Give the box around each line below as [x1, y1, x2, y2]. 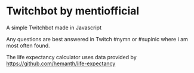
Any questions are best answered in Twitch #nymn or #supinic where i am [6, 35, 188, 42]
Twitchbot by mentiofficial [6, 4, 140, 18]
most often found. [6, 42, 50, 49]
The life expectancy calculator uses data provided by [6, 53, 137, 60]
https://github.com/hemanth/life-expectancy [6, 60, 116, 67]
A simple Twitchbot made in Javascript [6, 24, 101, 31]
